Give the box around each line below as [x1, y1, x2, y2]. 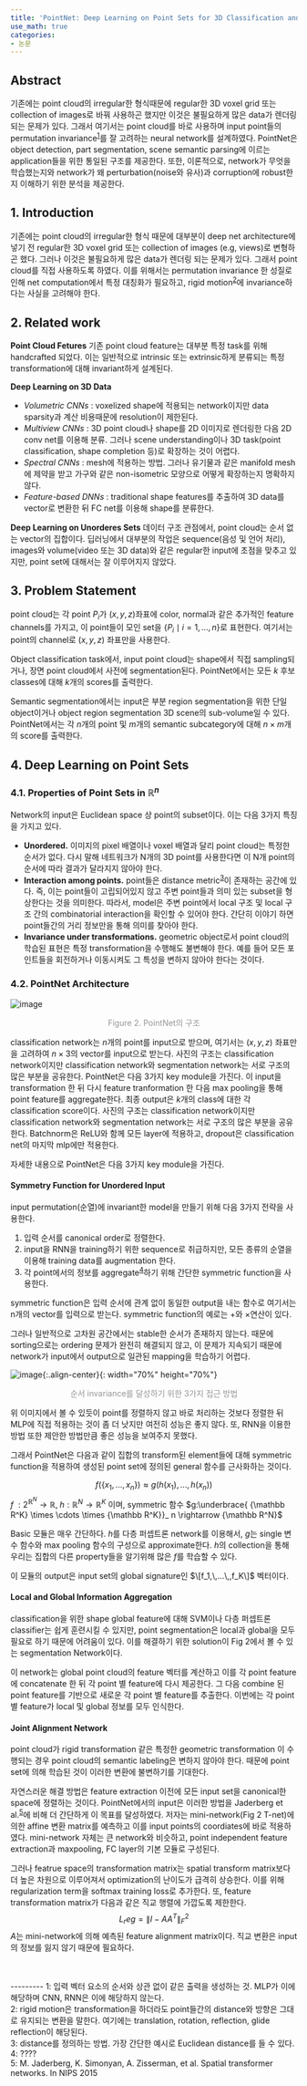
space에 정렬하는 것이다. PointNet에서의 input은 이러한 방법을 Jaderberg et [10, 1798, 283, 1809]
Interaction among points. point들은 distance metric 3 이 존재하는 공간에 [23, 873, 288, 886]
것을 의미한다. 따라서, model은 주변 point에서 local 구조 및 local [55, 898, 283, 908]
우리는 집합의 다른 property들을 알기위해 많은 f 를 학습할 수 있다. [10, 1551, 238, 1562]
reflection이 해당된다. [10, 2027, 87, 2038]
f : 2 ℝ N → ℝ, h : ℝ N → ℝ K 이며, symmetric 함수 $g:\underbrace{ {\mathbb [10, 1496, 285, 1510]
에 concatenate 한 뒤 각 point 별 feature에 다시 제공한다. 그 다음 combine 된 [10, 1677, 285, 1688]
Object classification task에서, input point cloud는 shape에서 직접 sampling [10, 654, 288, 665]
